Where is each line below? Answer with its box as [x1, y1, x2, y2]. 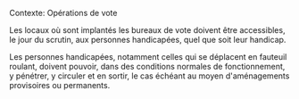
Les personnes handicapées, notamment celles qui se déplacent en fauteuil [9, 52, 287, 62]
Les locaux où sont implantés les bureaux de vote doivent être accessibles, [9, 25, 286, 35]
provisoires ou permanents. [9, 80, 111, 90]
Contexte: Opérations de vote [9, 8, 118, 18]
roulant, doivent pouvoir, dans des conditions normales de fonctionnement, [9, 62, 286, 71]
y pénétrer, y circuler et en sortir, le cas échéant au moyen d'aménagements [9, 70, 290, 81]
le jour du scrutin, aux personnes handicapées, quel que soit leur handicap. [9, 35, 287, 45]
